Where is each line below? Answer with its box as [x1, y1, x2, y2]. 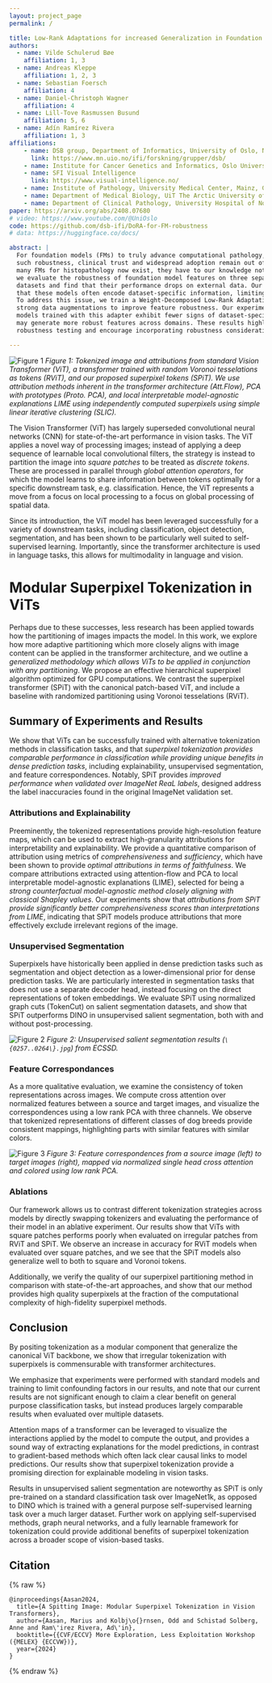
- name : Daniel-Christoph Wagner [16, 94, 129, 102]
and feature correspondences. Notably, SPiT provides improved [9, 770, 221, 780]
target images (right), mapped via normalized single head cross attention [9, 1157, 253, 1168]
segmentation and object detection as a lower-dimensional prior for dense [9, 967, 256, 977]
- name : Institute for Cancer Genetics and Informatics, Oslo [23, 162, 237, 170]
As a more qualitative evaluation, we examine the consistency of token [9, 1082, 243, 1092]
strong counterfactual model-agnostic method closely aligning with [9, 886, 234, 895]
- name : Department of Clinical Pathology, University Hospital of [23, 199, 255, 207]
